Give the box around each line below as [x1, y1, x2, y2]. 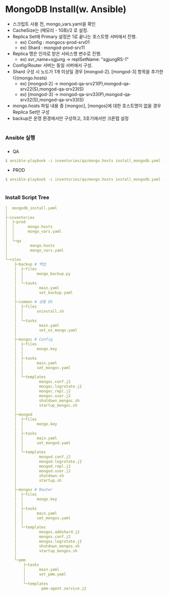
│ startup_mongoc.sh [14, 403, 78, 408]
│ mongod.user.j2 [14, 468, 71, 473]
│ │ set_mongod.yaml [14, 440, 71, 445]
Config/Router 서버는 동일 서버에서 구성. [12, 62, 93, 68]
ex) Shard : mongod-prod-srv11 [20, 44, 85, 51]
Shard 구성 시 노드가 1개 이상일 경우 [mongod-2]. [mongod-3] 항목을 [12, 68, 150, 74]
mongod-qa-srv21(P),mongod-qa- [59, 80, 131, 86]
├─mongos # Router [14, 487, 53, 492]
